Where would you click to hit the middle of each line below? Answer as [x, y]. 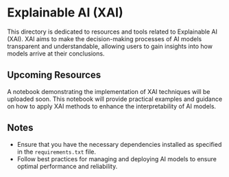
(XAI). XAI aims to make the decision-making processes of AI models [105, 38]
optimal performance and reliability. [67, 166]
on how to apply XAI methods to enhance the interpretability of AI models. [112, 106]
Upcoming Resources [54, 75]
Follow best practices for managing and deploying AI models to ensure [117, 158]
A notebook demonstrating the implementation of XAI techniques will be [109, 91]
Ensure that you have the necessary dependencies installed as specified [119, 144]
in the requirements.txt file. [57, 152]
